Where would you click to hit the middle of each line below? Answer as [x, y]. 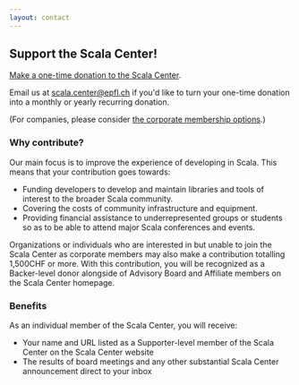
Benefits [28, 305]
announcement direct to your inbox [87, 372]
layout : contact [39, 17]
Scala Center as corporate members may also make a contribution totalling [147, 254]
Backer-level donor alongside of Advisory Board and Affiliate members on [145, 273]
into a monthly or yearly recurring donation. [90, 102]
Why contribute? [47, 142]
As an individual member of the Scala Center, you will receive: [124, 325]
